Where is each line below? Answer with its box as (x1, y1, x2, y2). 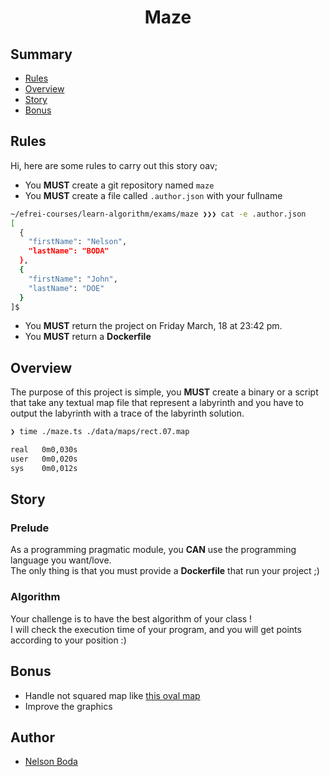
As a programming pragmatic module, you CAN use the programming (10, 544, 297, 556)
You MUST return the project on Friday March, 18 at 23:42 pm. (24, 320, 283, 332)
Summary (10, 46, 73, 63)
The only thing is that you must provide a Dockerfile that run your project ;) (10, 565, 320, 577)
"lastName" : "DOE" (28, 283, 105, 293)
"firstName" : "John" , (28, 274, 118, 284)
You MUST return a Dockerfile (24, 331, 152, 343)
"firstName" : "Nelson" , (28, 237, 128, 247)
